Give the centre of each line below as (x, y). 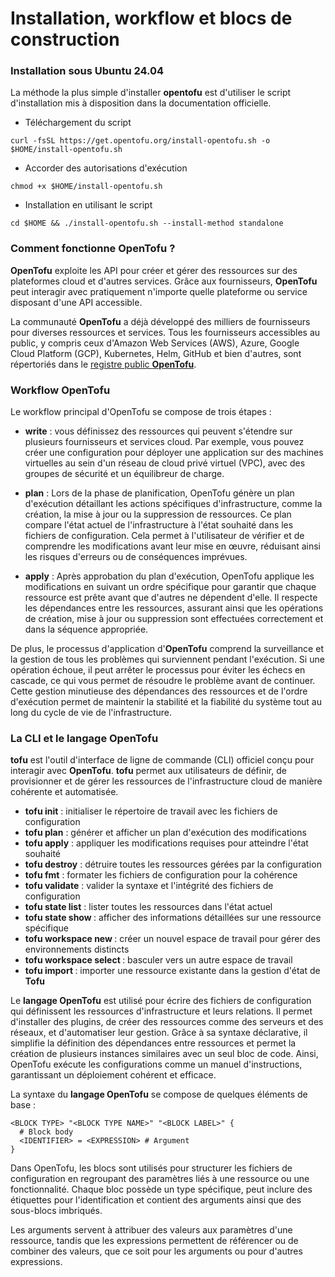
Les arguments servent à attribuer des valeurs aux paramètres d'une (151, 1230)
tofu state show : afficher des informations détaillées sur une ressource (173, 918)
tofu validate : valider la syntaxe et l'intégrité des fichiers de (149, 886)
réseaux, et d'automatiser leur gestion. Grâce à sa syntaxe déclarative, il (159, 1033)
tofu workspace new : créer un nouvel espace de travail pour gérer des (172, 939)
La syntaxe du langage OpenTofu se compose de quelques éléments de (159, 1094)
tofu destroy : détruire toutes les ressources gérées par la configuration (173, 864)
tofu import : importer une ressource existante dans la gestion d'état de (172, 971)
